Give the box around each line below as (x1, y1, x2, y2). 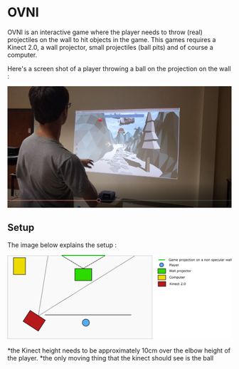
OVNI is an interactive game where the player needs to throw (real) (7, 28, 203, 36)
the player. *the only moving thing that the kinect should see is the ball (7, 354, 214, 363)
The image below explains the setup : (7, 240, 117, 249)
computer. (7, 51, 38, 59)
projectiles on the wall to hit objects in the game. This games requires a (7, 35, 216, 43)
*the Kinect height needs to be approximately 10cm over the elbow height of (7, 346, 231, 355)
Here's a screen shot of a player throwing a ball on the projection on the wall (7, 64, 231, 73)
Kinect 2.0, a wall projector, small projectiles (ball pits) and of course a (7, 43, 213, 51)
